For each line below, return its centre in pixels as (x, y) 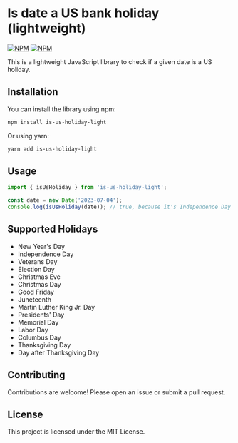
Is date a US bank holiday (83, 13)
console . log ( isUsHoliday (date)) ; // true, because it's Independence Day (119, 207)
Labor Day (33, 330)
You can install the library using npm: (62, 109)
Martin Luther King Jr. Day (56, 307)
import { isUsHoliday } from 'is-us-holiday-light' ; (87, 188)
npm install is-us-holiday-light (57, 122)
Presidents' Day (41, 315)
